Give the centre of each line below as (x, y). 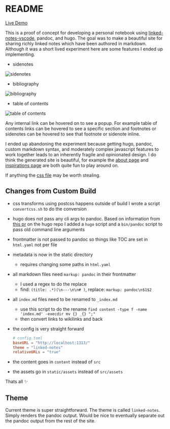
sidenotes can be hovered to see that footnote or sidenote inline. (73, 134)
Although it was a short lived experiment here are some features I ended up (84, 49)
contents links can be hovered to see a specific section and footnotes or (81, 128)
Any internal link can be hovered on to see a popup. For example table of (81, 123)
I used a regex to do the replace (54, 284)
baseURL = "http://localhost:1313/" (51, 343)
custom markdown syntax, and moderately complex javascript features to (82, 149)
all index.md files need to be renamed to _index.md (65, 299)
